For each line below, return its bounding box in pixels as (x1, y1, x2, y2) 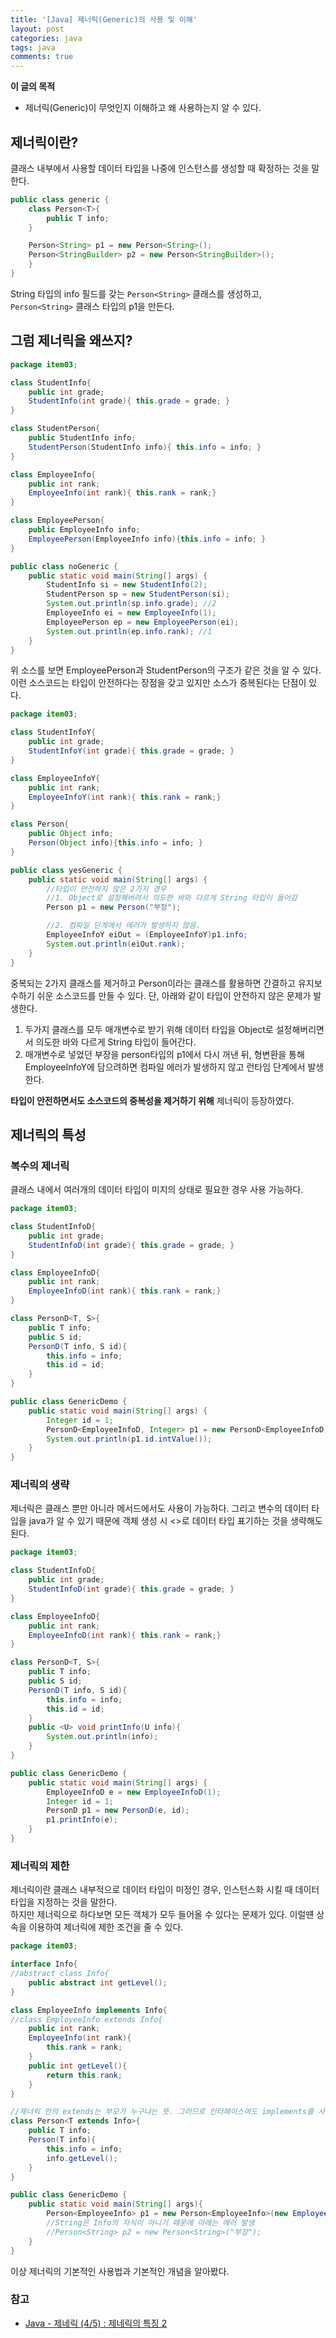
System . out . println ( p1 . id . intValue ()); (46, 1434, 213, 1444)
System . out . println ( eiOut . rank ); (46, 939, 186, 949)
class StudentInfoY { (10, 727, 97, 738)
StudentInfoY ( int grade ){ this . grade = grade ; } (28, 746, 235, 756)
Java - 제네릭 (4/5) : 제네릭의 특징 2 (24, 2317, 168, 2329)
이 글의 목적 (10, 81, 56, 93)
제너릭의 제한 (10, 1859, 70, 1873)
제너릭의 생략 (10, 1478, 70, 1492)
